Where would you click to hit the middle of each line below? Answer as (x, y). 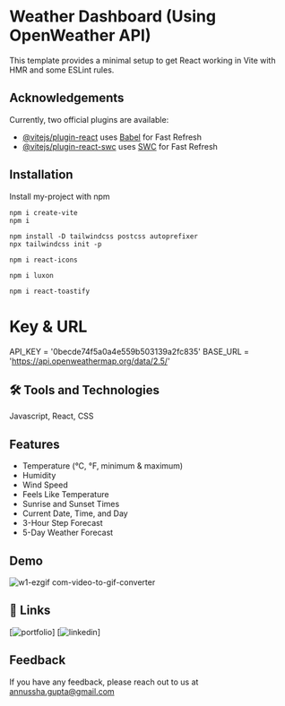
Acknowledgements (67, 98)
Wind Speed (45, 485)
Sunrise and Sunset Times (71, 504)
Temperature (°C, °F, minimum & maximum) (103, 466)
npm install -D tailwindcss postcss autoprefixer (104, 236)
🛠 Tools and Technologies (84, 390)
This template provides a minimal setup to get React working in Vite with (142, 60)
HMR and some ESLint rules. (62, 70)
